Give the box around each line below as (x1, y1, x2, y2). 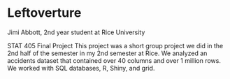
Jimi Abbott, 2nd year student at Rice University (7, 28, 145, 36)
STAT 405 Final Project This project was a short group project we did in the (7, 41, 224, 50)
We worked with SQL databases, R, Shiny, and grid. (7, 64, 155, 72)
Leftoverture (7, 5, 82, 21)
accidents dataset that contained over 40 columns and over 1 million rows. (7, 56, 222, 64)
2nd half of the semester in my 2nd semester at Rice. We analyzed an (7, 49, 208, 57)
